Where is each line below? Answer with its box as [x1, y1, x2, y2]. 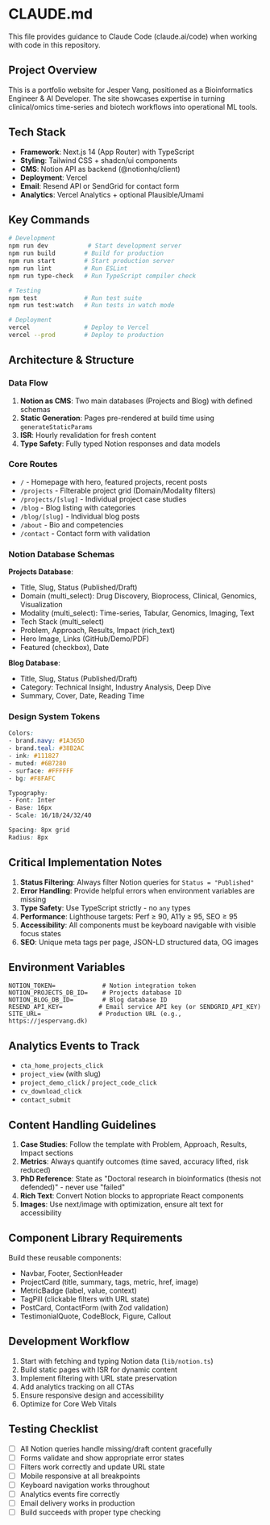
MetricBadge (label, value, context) [19, 1285, 137, 1295]
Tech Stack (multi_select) [19, 617, 105, 627]
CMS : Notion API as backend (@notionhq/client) [19, 164, 181, 173]
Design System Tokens [8, 711, 101, 723]
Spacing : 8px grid [8, 826, 70, 835]
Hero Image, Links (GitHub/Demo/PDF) [19, 634, 150, 644]
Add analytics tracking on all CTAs [19, 1381, 135, 1391]
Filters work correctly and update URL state [19, 1461, 165, 1472]
